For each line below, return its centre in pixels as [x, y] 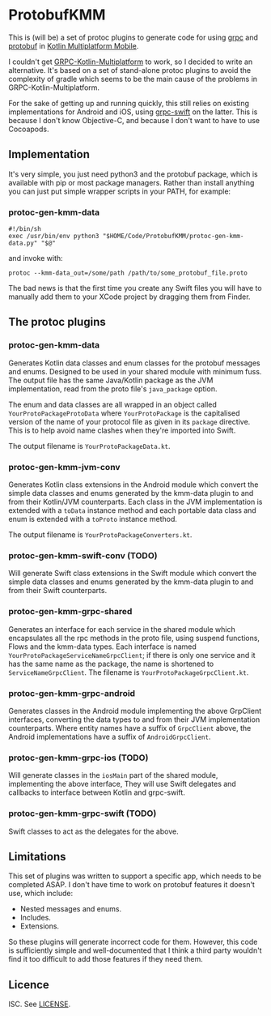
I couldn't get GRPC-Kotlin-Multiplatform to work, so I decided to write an [131, 62]
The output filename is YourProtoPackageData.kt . [90, 446]
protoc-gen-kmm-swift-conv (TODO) [83, 555]
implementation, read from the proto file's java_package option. [113, 388]
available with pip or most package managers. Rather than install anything [131, 182]
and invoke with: [36, 258]
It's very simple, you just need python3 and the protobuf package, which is [133, 174]
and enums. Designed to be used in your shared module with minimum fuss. [135, 371]
